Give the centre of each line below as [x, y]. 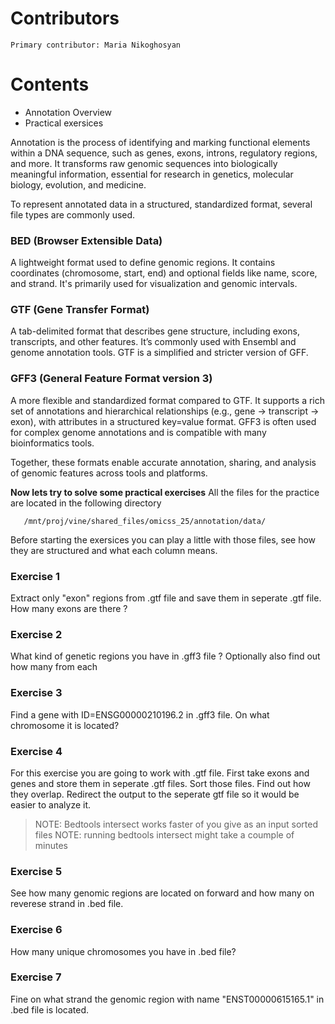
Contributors [65, 18]
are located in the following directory [86, 503]
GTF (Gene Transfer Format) [80, 310]
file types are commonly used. [73, 214]
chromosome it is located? [65, 725]
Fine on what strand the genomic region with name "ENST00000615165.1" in [167, 999]
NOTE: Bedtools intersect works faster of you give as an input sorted [176, 824]
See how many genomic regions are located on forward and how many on [162, 893]
